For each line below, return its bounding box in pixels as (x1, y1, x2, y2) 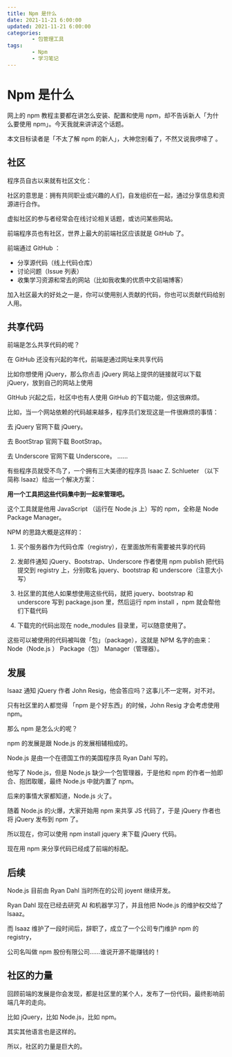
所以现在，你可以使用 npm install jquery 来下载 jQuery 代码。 (7, 830, 181, 838)
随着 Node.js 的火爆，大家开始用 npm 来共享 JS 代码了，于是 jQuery (7, 806, 202, 815)
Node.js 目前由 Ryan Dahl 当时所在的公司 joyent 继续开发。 (7, 886, 175, 895)
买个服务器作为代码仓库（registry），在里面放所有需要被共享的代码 (17, 543, 206, 551)
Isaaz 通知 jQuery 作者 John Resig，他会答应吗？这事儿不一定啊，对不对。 (7, 687, 219, 695)
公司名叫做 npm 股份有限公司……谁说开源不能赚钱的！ (7, 947, 161, 955)
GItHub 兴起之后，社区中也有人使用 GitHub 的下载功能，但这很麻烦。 (7, 393, 204, 401)
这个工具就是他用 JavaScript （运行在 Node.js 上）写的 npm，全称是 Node (7, 505, 219, 513)
